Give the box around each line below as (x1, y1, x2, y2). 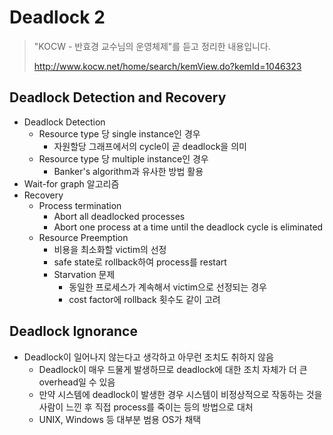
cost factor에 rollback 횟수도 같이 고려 (68, 293, 221, 305)
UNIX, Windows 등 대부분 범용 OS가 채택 (38, 413, 202, 425)
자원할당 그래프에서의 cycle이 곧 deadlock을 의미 (53, 140, 247, 152)
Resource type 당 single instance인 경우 (38, 127, 201, 140)
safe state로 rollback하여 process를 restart (53, 256, 227, 268)
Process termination (38, 199, 122, 211)
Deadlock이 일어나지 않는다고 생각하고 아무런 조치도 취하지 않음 (23, 351, 274, 363)
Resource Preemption (38, 231, 129, 243)
